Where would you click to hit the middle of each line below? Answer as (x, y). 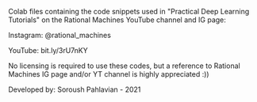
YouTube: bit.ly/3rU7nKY (48, 50)
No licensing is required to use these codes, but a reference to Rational (124, 66)
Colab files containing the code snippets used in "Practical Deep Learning (129, 11)
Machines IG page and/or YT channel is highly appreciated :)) (109, 74)
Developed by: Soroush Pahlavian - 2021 (75, 89)
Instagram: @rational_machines (59, 35)
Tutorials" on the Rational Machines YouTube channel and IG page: (117, 20)
